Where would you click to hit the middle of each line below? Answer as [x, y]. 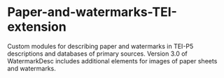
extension [37, 27]
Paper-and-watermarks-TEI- [92, 12]
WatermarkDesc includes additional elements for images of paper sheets [112, 61]
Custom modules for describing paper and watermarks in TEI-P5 [100, 46]
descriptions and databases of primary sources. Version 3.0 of [97, 54]
